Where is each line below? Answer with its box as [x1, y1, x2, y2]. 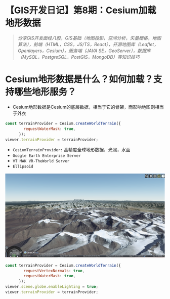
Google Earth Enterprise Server [12, 153, 81, 158]
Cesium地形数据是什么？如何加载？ [5, 74, 153, 85]
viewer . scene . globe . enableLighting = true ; [5, 284, 99, 289]
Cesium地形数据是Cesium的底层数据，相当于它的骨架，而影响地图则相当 [12, 104, 164, 110]
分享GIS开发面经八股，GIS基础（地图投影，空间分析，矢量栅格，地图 [17, 35, 161, 41]
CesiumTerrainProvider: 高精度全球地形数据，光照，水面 [12, 147, 131, 153]
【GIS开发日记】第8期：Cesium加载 [5, 5, 157, 16]
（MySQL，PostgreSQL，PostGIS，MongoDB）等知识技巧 [17, 54, 140, 60]
